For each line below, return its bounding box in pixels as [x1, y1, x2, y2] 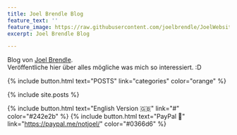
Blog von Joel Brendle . [7, 56, 73, 64]
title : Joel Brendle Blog [7, 10, 83, 18]
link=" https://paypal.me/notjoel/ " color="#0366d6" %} [7, 119, 167, 128]
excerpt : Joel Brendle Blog [7, 30, 90, 37]
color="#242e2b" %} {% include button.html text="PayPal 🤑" [7, 112, 186, 121]
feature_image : [7, 23, 52, 30]
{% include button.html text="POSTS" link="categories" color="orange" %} [7, 77, 227, 86]
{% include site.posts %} [7, 90, 80, 99]
